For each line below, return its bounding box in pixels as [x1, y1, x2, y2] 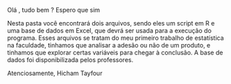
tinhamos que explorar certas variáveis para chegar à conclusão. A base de [7, 48, 223, 56]
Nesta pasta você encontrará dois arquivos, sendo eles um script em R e [7, 19, 215, 27]
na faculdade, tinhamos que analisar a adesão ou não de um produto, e [7, 41, 211, 49]
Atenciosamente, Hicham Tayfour [7, 69, 103, 77]
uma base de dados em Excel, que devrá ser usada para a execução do [7, 27, 212, 34]
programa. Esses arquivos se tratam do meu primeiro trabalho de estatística [7, 34, 224, 42]
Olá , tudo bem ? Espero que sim [7, 6, 101, 14]
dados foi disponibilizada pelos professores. [7, 56, 134, 64]
